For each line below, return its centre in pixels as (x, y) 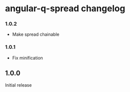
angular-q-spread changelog (65, 9)
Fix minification (27, 58)
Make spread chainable (36, 34)
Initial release (18, 85)
